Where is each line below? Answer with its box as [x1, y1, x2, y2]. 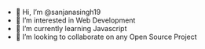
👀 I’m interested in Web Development [15, 16, 136, 25]
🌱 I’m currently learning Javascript [15, 24, 127, 33]
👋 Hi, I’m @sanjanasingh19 [15, 8, 101, 16]
